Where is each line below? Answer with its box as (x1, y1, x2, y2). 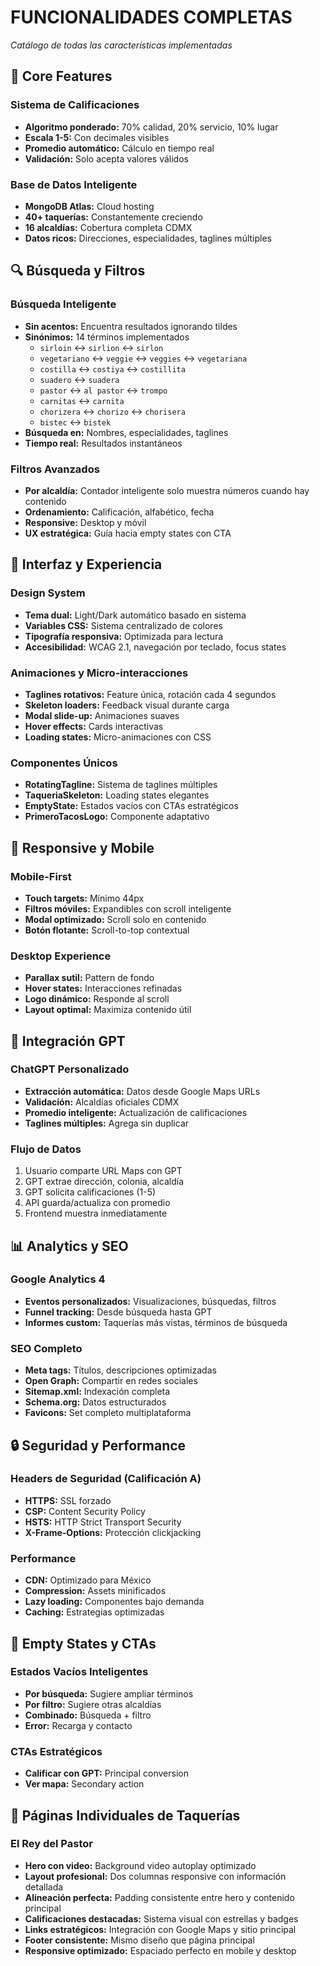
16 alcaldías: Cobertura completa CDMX (24, 221, 193, 233)
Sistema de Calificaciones (10, 98, 140, 112)
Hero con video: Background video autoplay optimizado (24, 1859, 257, 1871)
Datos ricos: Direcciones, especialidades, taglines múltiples (24, 232, 272, 244)
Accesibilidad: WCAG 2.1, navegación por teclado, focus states (24, 641, 287, 653)
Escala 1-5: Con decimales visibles (24, 131, 170, 143)
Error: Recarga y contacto (24, 1719, 133, 1731)
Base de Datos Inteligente (10, 177, 138, 191)
